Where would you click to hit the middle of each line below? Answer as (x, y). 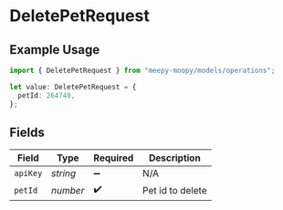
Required (114, 158)
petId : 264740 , (47, 95)
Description (175, 158)
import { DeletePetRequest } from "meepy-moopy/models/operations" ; (142, 70)
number (68, 190)
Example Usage (55, 50)
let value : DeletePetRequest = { (73, 87)
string (64, 173)
